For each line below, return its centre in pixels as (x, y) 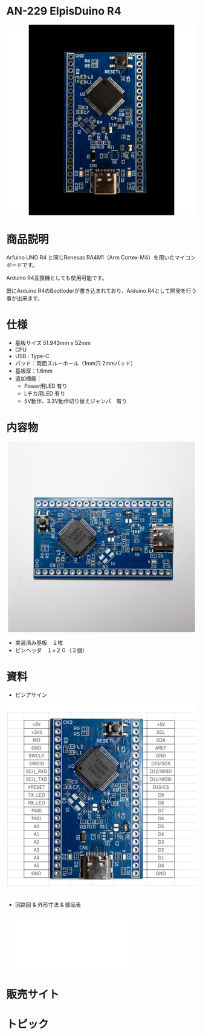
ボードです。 (22, 265)
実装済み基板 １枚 (39, 642)
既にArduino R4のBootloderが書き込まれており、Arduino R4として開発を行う (101, 290)
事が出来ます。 (25, 298)
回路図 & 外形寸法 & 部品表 (48, 904)
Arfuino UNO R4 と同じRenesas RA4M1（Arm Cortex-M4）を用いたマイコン (101, 257)
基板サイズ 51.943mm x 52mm (53, 342)
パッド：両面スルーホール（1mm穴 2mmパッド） (76, 363)
